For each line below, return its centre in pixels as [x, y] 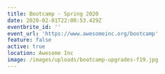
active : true [26, 47]
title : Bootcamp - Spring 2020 [53, 14]
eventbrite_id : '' [34, 27]
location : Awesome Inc [40, 54]
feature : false [29, 40]
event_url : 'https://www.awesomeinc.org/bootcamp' [83, 33]
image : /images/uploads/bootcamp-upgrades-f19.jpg [83, 60]
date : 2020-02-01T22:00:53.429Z [54, 20]
